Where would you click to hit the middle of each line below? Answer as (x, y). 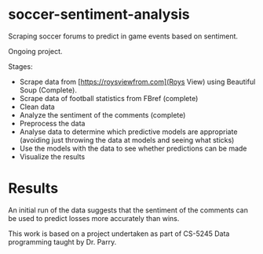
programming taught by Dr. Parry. (62, 241)
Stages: (20, 66)
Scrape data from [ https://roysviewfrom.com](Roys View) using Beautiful (137, 82)
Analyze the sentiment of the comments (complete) (102, 114)
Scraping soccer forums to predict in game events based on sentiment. (123, 36)
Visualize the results (52, 156)
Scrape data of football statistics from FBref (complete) (109, 98)
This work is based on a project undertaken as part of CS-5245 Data (119, 234)
